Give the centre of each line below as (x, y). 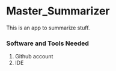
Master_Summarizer (58, 11)
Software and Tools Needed (47, 43)
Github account (34, 57)
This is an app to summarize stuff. (48, 28)
